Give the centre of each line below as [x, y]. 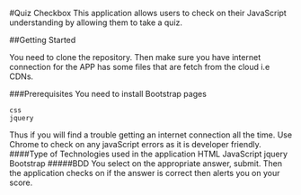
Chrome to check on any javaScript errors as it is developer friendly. [136, 144]
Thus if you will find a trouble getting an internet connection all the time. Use [151, 135]
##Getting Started [43, 40]
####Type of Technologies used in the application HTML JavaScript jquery [149, 154]
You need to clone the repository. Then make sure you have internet [135, 57]
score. [21, 182]
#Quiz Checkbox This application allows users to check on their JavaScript [148, 13]
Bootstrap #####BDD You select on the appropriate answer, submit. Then [146, 164]
